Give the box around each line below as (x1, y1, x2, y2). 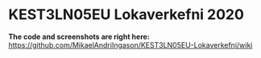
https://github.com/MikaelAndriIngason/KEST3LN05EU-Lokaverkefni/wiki (8, 40, 253, 49)
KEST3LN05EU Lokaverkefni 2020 (8, 6, 244, 24)
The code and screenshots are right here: (8, 32, 151, 41)
